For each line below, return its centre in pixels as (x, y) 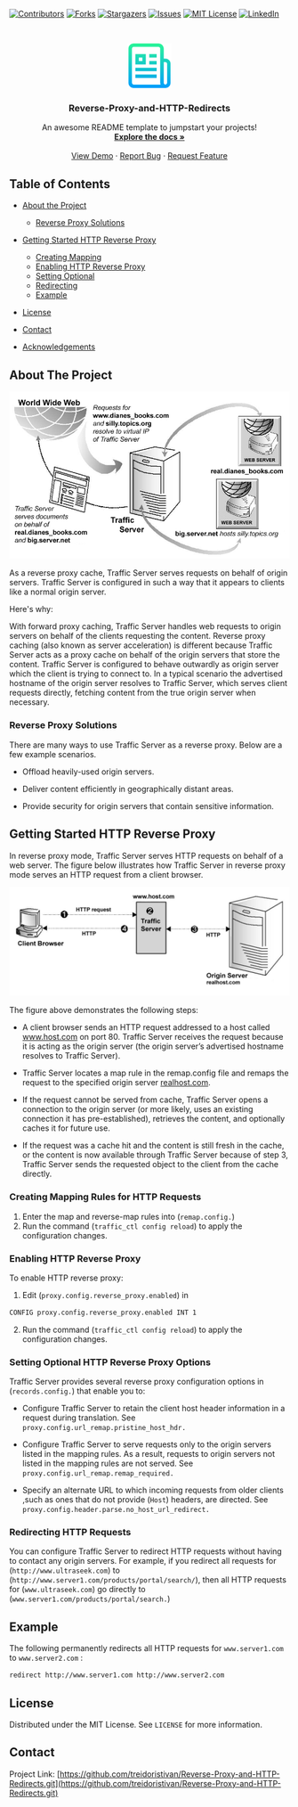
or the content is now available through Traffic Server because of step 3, (155, 1155)
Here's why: (31, 609)
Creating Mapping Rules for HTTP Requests (105, 1197)
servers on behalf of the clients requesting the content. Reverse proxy (137, 636)
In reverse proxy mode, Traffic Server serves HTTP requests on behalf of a (146, 855)
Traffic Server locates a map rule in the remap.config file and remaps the (155, 1073)
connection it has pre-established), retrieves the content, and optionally (153, 1119)
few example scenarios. (53, 754)
